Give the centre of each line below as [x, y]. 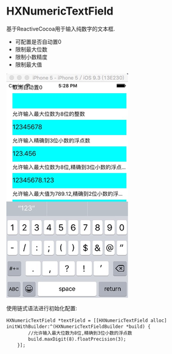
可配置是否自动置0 [38, 41]
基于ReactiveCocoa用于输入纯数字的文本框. [61, 29]
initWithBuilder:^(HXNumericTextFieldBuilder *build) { [78, 327]
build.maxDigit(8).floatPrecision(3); [77, 339]
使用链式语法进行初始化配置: [42, 308]
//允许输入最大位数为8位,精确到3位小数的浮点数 [80, 333]
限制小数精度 [31, 57]
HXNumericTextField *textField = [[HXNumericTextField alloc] [87, 321]
